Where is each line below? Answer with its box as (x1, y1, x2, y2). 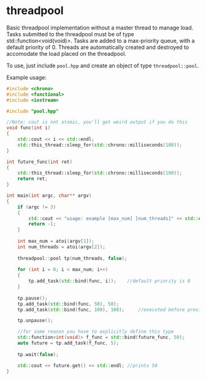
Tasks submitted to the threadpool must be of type (6, 30, 135, 37)
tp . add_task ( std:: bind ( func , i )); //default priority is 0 (28, 278, 191, 284)
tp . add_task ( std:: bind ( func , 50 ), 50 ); (17, 301, 120, 307)
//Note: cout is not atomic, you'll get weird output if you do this (6, 119, 188, 126)
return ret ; (17, 176, 48, 182)
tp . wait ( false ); (17, 351, 59, 357)
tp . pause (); (17, 295, 48, 301)
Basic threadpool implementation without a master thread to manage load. (6, 24, 194, 31)
